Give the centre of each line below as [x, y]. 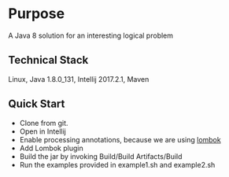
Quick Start [37, 104]
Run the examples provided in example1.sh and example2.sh [117, 164]
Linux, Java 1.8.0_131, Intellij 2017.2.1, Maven [79, 79]
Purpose [37, 14]
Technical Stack [48, 60]
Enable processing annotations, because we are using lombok [120, 139]
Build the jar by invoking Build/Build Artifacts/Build [101, 156]
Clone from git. [44, 123]
